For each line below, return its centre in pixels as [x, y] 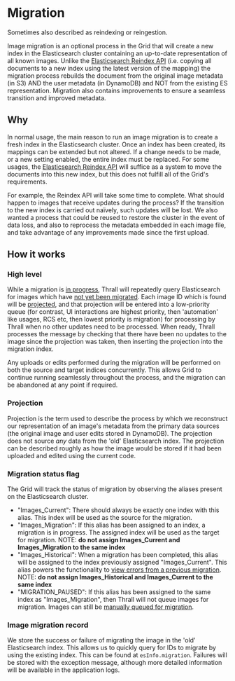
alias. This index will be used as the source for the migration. [105, 518]
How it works [36, 255]
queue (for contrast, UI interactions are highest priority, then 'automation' [113, 312]
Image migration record [48, 625]
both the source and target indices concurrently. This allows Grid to [104, 370]
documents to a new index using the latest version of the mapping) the [109, 68]
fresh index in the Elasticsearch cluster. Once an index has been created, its [116, 144]
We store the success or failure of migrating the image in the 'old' [101, 640]
